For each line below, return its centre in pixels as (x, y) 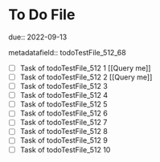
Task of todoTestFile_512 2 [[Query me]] (86, 77)
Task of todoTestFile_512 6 (64, 113)
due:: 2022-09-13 (38, 37)
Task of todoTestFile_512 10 (65, 149)
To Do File (42, 15)
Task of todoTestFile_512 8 (64, 132)
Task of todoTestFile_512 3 (64, 87)
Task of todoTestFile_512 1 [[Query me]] (85, 68)
